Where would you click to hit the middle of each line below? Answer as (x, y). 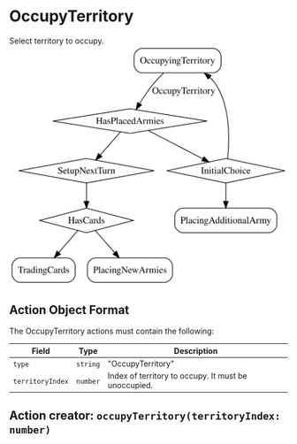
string (88, 364)
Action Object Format (69, 310)
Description (196, 350)
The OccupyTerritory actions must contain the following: (112, 331)
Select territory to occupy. (57, 41)
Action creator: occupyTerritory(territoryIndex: (145, 416)
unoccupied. (130, 386)
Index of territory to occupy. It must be (177, 376)
